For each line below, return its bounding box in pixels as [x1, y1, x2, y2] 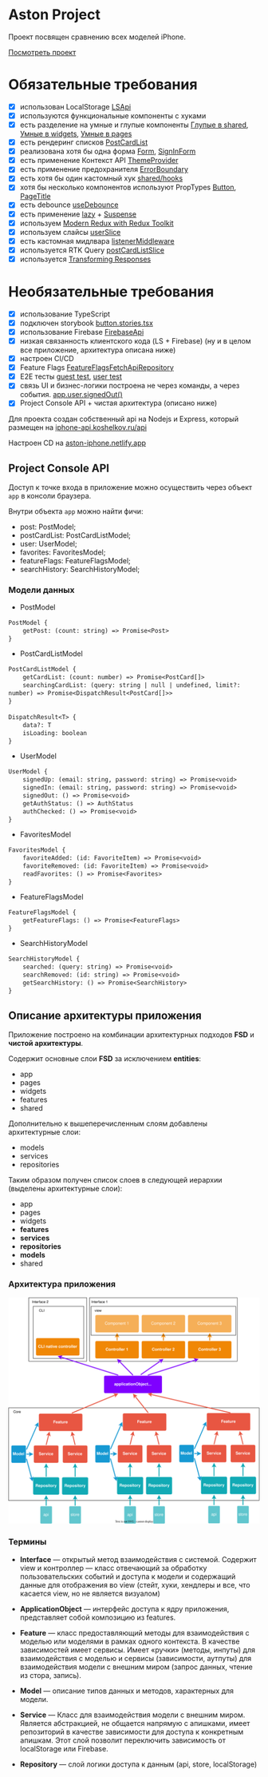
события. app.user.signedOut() [19, 390, 124, 400]
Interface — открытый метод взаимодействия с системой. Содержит [19, 1554, 257, 1564]
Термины [8, 1536, 47, 1548]
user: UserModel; [19, 539, 77, 549]
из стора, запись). [19, 1670, 82, 1680]
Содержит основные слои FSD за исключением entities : [8, 1054, 202, 1063]
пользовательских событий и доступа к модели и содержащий [19, 1572, 236, 1581]
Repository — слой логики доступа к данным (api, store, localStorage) [19, 1759, 258, 1769]
